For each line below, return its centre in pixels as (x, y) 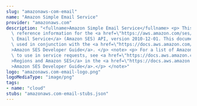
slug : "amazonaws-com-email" (42, 11)
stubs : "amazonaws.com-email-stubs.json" (57, 94)
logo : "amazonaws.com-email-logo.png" (53, 72)
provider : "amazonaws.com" (39, 22)
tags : (13, 83)
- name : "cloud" (26, 88)
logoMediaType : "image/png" (40, 77)
